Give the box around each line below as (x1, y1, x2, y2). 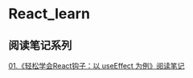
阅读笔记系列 (8, 38, 72, 52)
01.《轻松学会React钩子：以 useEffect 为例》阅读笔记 (8, 61, 185, 70)
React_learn (8, 5, 91, 23)
